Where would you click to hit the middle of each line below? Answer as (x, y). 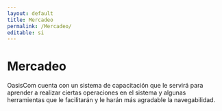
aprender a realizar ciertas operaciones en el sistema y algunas (97, 92)
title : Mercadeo (30, 20)
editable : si (26, 33)
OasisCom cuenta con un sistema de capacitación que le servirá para (105, 86)
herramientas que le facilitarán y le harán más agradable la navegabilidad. (111, 100)
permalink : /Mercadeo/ (39, 26)
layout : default (30, 13)
